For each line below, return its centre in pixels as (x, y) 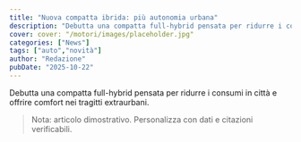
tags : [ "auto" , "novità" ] (56, 51)
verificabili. (52, 129)
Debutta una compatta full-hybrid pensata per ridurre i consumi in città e (143, 92)
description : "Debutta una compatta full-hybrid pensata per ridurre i (146, 26)
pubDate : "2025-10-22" (52, 68)
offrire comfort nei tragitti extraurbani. (79, 102)
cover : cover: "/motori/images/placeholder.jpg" (102, 34)
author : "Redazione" (48, 59)
